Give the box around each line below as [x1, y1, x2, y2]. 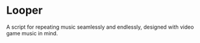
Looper [6, 4, 43, 17]
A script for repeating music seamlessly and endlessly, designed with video [6, 23, 195, 30]
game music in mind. [6, 29, 59, 36]
